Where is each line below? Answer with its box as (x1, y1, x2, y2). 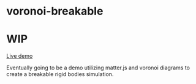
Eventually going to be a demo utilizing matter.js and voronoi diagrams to (6, 64, 190, 71)
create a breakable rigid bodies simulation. (6, 71, 114, 78)
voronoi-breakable (6, 4, 104, 18)
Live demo (6, 52, 33, 60)
